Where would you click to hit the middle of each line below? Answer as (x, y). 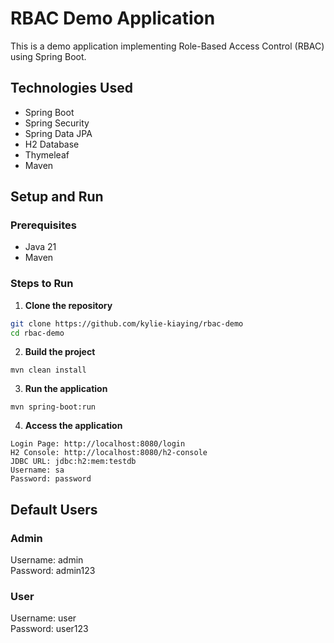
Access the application (73, 426)
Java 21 (40, 247)
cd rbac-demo (37, 333)
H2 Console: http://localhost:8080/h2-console (109, 453)
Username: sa (37, 470)
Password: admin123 (53, 571)
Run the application (66, 389)
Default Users (54, 509)
